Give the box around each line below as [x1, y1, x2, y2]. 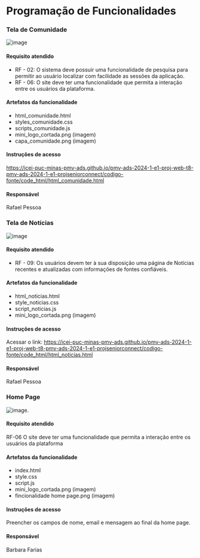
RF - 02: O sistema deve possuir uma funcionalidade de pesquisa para [14, 66, 188, 73]
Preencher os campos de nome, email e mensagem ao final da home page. [6, 519, 191, 526]
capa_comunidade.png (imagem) [14, 137, 97, 144]
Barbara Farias [6, 546, 42, 553]
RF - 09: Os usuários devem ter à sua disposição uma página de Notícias [14, 259, 195, 266]
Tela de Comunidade [6, 26, 67, 34]
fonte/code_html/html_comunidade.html [6, 177, 104, 184]
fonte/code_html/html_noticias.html [6, 351, 93, 359]
